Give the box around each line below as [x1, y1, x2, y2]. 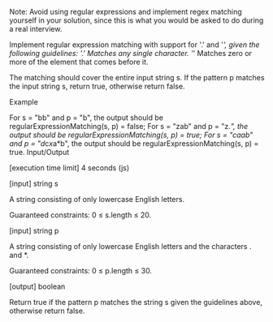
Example [9, 97, 39, 106]
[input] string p [9, 226, 59, 235]
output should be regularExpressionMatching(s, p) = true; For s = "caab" [9, 130, 253, 140]
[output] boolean [9, 281, 66, 291]
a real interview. [9, 24, 63, 33]
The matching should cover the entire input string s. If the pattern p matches [9, 73, 265, 82]
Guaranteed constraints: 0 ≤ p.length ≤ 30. [9, 266, 153, 275]
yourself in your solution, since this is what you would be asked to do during [9, 15, 264, 25]
